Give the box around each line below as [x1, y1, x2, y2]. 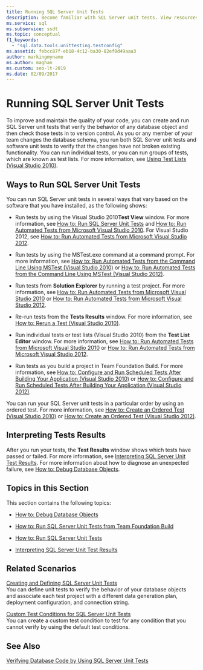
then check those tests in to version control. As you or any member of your [6, 130, 193, 137]
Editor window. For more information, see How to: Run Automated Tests [14, 338, 194, 345]
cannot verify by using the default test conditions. [6, 623, 130, 631]
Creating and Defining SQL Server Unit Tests [6, 579, 118, 587]
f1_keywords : [6, 37, 39, 43]
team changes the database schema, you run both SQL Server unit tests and [6, 136, 196, 143]
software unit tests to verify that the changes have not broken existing [6, 143, 181, 150]
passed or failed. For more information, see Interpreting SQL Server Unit [6, 452, 186, 460]
